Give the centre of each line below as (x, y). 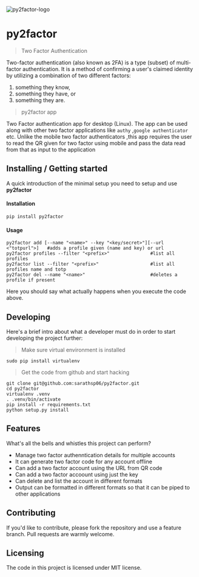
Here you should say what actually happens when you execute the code (96, 291)
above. (15, 298)
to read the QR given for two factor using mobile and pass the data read (96, 143)
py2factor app (39, 112)
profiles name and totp (36, 270)
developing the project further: (45, 338)
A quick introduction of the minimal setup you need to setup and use (92, 183)
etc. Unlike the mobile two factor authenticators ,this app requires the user (99, 136)
